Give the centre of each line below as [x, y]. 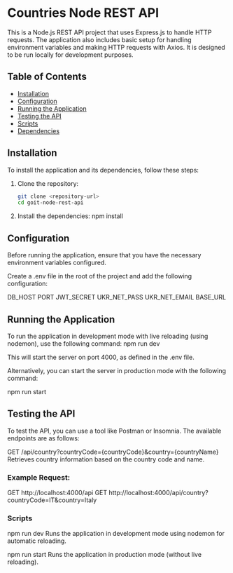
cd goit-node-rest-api [50, 203]
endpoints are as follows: [43, 438]
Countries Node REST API [83, 13]
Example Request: [39, 477]
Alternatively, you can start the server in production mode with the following [116, 370]
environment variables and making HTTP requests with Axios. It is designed [116, 47]
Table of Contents [47, 77]
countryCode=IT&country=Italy [52, 500]
